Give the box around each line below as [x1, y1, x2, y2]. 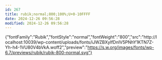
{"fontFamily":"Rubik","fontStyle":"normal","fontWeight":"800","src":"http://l [5, 34, 157, 40]
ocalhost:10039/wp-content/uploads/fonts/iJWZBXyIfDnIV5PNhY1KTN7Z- [5, 40, 154, 45]
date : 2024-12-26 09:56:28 [5, 16, 60, 21]
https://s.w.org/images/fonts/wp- [87, 44, 155, 50]
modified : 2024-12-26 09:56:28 [5, 20, 69, 26]
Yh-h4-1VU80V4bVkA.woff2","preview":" [5, 44, 88, 50]
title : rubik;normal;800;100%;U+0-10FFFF [5, 12, 91, 17]
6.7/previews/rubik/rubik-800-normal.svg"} [5, 50, 93, 56]
